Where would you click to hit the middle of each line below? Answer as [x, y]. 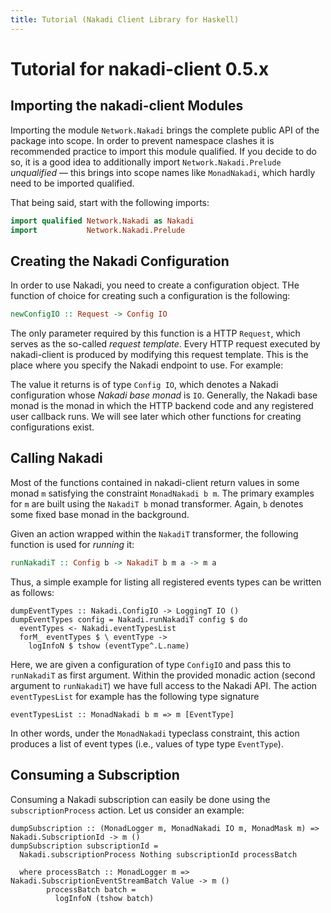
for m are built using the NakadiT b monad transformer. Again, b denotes [157, 503]
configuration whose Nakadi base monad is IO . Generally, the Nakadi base [164, 395]
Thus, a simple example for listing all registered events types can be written [166, 582]
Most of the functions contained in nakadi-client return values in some [155, 482]
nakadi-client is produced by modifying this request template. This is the [159, 355]
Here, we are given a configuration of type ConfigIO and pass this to [151, 664]
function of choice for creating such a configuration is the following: [150, 296]
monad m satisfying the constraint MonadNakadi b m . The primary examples [162, 493]
